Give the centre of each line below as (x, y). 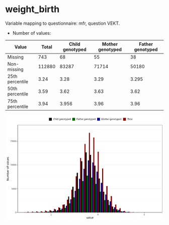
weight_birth (32, 9)
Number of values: (32, 33)
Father (146, 44)
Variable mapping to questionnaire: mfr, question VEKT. (63, 23)
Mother (110, 44)
